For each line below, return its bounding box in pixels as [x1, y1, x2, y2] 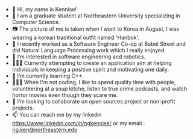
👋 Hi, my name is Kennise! [11, 6, 77, 13]
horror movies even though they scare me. [11, 91, 118, 99]
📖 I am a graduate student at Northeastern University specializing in [11, 12, 181, 19]
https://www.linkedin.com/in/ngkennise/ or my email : [11, 120, 145, 126]
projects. [11, 104, 34, 111]
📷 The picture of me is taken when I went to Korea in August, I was [11, 25, 180, 32]
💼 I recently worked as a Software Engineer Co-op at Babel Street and [11, 40, 186, 48]
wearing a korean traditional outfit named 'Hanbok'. [11, 34, 140, 41]
